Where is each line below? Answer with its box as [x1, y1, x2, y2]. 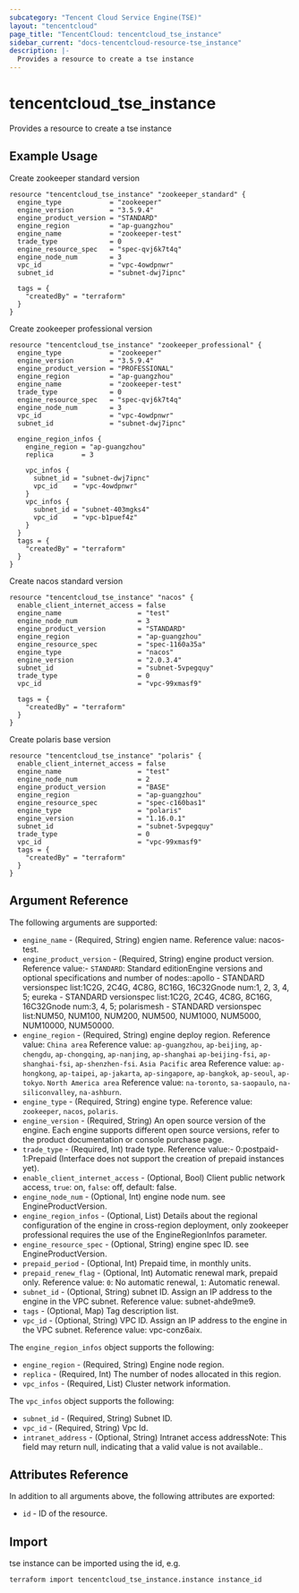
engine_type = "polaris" [17, 806, 182, 815]
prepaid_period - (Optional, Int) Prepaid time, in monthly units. [21, 1257, 252, 1268]
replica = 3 [25, 450, 94, 459]
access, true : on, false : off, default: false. [21, 1181, 177, 1192]
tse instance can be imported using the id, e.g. [9, 1558, 181, 1569]
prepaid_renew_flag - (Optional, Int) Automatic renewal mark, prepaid [21, 1267, 278, 1278]
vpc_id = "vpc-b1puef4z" [32, 512, 139, 522]
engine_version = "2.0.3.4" [17, 655, 182, 664]
